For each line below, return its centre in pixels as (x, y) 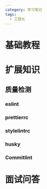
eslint (12, 104)
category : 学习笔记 (24, 10)
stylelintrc (18, 131)
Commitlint (19, 157)
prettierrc (17, 117)
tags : (11, 14)
